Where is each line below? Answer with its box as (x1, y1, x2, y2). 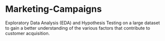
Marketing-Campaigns (5, 3, 102, 15)
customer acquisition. (5, 30, 50, 36)
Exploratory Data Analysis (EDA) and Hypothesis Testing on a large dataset (5, 20, 160, 26)
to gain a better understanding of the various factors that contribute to (5, 25, 150, 31)
